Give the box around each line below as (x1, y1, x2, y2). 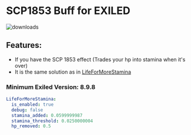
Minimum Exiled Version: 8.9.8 (6, 83, 96, 91)
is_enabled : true (11, 101, 54, 108)
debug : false (11, 107, 43, 113)
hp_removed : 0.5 (11, 123, 51, 129)
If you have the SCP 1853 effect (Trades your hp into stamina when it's (14, 56, 186, 63)
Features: (6, 40, 42, 50)
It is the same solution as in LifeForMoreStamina (14, 68, 131, 75)
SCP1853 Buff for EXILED (6, 4, 130, 18)
